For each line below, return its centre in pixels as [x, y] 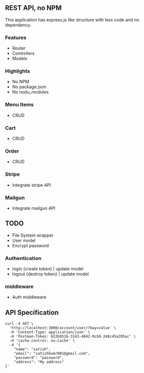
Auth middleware [29, 297]
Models [20, 58]
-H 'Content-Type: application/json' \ [50, 332]
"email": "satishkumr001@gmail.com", [52, 354]
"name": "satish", [32, 349]
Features [16, 37]
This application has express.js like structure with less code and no [72, 19]
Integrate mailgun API [34, 208]
